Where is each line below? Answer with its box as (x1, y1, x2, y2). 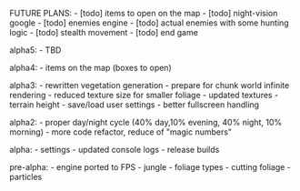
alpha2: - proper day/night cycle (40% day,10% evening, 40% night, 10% (9, 117, 283, 127)
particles (9, 172, 43, 182)
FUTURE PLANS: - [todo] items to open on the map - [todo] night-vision (9, 8, 278, 18)
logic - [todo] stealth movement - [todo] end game (9, 27, 198, 37)
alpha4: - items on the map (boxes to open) (9, 63, 172, 73)
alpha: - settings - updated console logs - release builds (9, 145, 220, 155)
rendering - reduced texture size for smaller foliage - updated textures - (9, 90, 279, 100)
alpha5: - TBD (9, 45, 62, 55)
